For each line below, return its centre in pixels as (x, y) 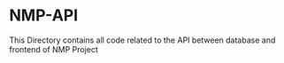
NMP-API (44, 16)
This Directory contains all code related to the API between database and (142, 40)
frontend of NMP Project (54, 49)
